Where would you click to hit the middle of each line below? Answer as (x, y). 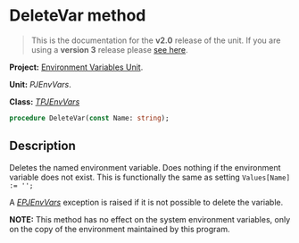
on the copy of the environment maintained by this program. (120, 229)
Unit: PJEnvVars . (40, 84)
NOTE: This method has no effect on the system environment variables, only (150, 219)
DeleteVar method (78, 16)
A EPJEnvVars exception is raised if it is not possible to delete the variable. (146, 202)
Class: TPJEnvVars (45, 101)
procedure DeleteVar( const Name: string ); (89, 118)
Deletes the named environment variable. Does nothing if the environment (145, 167)
